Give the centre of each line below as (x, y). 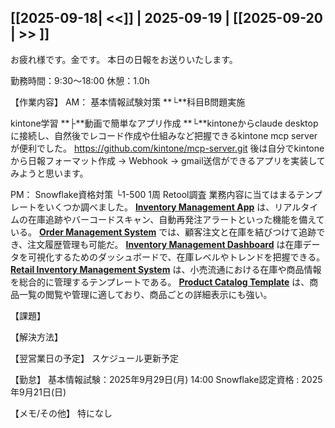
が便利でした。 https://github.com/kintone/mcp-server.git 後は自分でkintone (167, 148)
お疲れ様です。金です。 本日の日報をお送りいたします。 (124, 59)
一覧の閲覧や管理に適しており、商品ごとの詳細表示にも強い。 (145, 294)
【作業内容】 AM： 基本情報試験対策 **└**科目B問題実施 (128, 102)
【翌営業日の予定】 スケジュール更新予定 (94, 358)
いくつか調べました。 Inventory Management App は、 (159, 207)
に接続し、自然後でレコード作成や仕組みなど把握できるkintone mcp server (164, 135)
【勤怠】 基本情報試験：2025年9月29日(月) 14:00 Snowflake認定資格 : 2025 (166, 379)
